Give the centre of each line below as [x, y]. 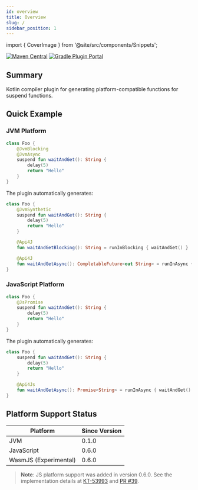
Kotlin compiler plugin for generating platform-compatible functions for [92, 89]
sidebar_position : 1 [32, 28]
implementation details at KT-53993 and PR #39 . [80, 481]
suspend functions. [29, 96]
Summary [24, 75]
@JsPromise [30, 302]
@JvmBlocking [33, 149]
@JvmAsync [29, 154]
